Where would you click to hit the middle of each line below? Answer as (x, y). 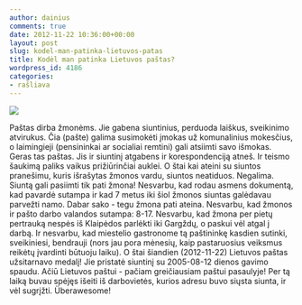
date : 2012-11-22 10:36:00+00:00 (72, 34)
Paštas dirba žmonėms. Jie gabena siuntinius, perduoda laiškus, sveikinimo (150, 127)
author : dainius (40, 18)
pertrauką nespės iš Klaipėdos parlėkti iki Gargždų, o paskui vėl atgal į (140, 223)
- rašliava (30, 85)
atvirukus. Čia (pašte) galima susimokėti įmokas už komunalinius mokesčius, (151, 137)
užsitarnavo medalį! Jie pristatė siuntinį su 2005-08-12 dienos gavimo (139, 262)
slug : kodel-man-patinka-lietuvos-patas (87, 51)
